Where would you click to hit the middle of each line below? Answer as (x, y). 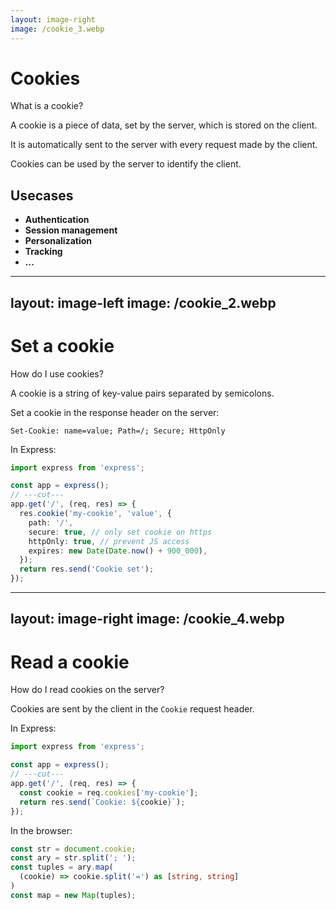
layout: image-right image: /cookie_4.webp (147, 619)
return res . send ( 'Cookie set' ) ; (87, 569)
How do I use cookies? (57, 373)
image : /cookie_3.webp (57, 29)
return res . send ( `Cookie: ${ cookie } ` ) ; (102, 802)
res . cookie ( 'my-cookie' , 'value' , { (95, 514)
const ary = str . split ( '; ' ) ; (73, 858)
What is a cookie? (47, 106)
